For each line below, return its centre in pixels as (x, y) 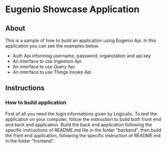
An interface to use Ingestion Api (47, 61)
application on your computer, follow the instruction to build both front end (83, 119)
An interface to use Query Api (44, 67)
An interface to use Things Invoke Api (52, 72)
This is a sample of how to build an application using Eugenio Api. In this (81, 40)
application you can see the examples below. (52, 46)
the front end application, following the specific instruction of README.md (83, 135)
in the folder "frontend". (30, 141)
